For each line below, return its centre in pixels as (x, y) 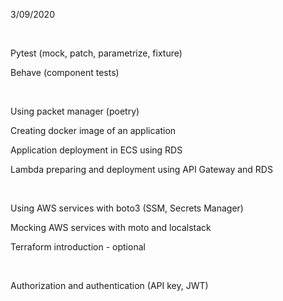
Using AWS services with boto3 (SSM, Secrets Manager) (127, 208)
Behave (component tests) (65, 72)
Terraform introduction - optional (78, 247)
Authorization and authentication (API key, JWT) (109, 285)
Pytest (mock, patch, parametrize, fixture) (96, 53)
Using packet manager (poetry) (75, 111)
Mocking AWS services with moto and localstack (111, 227)
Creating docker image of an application (93, 130)
